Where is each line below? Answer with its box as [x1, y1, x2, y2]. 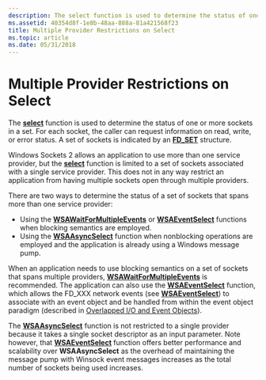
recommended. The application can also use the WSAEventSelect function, [8, 280, 256, 290]
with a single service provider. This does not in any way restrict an [8, 167, 224, 177]
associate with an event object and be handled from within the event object [8, 298, 253, 307]
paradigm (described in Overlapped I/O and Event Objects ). [8, 306, 203, 315]
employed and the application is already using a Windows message [19, 240, 240, 249]
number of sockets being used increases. [8, 363, 144, 373]
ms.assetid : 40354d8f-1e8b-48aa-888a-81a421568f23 [8, 19, 179, 27]
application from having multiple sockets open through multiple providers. [8, 176, 249, 185]
